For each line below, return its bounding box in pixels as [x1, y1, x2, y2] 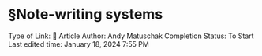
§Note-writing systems [8, 5, 163, 23]
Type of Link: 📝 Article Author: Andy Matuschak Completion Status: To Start [8, 31, 254, 40]
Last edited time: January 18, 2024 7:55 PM [8, 39, 150, 48]
